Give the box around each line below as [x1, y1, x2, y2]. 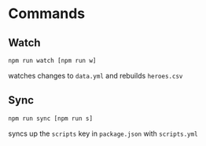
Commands [8, 5, 86, 23]
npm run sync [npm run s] [8, 115, 93, 122]
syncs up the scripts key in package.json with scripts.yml [8, 129, 198, 138]
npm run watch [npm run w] [8, 57, 97, 64]
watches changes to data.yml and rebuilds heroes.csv [8, 71, 183, 80]
